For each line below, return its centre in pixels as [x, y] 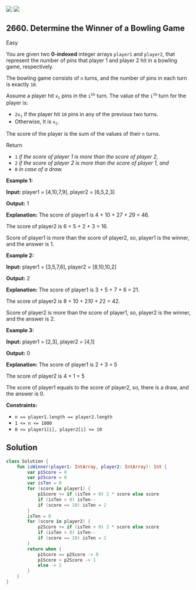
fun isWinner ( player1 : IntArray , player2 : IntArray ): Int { [92, 467]
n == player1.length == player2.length [64, 417]
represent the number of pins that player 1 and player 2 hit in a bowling [92, 60]
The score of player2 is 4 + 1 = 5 [46, 376]
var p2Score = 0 [47, 478]
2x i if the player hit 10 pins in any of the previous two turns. [87, 115]
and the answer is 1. [30, 244]
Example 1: [20, 181]
